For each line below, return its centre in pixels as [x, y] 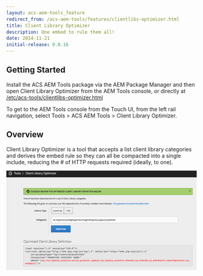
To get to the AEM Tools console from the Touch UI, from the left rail [91, 109]
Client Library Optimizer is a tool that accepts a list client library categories [99, 149]
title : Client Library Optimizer [48, 25]
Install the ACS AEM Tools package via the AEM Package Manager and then [101, 84]
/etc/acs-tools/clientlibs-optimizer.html [55, 97]
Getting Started [36, 70]
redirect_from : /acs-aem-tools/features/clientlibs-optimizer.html [93, 19]
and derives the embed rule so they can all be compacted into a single [94, 156]
